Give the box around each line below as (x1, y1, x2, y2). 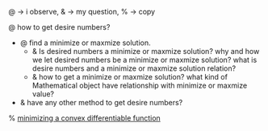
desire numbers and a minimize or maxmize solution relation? (31, 63, 237, 73)
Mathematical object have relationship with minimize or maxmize (31, 80, 248, 90)
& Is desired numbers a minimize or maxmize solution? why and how (31, 47, 260, 55)
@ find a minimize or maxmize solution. (19, 38, 151, 47)
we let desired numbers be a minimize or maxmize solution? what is (31, 55, 258, 64)
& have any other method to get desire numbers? (19, 98, 183, 107)
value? (31, 89, 55, 99)
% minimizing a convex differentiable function (8, 113, 161, 123)
